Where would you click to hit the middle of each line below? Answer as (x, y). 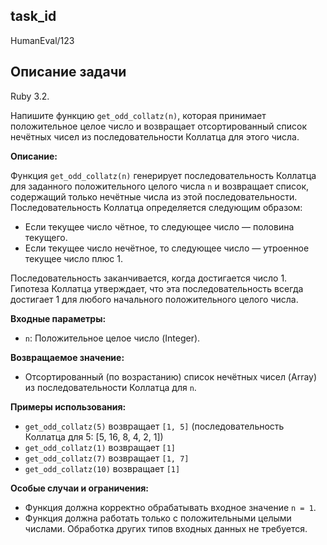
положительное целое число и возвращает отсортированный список (159, 126)
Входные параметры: (58, 318)
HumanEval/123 (42, 40)
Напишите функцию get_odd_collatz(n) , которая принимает (138, 115)
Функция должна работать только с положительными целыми (158, 518)
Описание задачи (68, 72)
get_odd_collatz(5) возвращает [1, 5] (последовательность (154, 426)
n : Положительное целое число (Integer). (112, 338)
